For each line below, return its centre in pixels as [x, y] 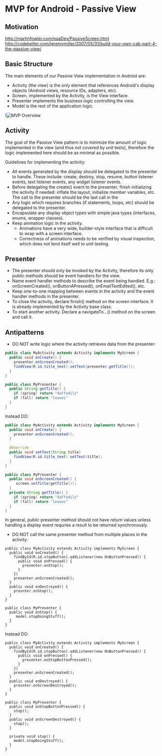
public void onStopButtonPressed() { [47, 707]
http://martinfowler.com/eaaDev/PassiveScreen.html [57, 38]
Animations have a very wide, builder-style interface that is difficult [86, 228]
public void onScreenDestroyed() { [45, 720]
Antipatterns [25, 332]
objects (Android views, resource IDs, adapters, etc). [65, 90]
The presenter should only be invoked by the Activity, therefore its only [83, 271]
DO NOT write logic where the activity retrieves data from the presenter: [84, 344]
